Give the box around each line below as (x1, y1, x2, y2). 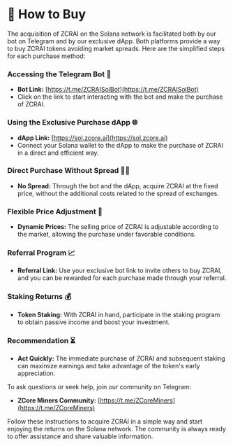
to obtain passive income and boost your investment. (17, 318, 170, 326)
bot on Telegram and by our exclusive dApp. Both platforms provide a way (7, 36, 221, 45)
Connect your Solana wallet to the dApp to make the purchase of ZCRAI (17, 141, 223, 149)
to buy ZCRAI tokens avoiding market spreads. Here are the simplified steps (7, 44, 225, 53)
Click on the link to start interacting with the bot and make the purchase (17, 92, 223, 101)
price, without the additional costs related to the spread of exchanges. (17, 189, 220, 197)
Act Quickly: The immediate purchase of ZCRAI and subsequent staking (17, 354, 225, 363)
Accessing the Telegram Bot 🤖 (7, 69, 112, 79)
